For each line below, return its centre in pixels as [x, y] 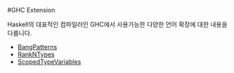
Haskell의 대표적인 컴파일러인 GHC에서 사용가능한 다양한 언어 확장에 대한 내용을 [117, 24]
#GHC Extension [31, 10]
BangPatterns [37, 47]
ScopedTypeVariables [49, 62]
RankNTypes [36, 54]
